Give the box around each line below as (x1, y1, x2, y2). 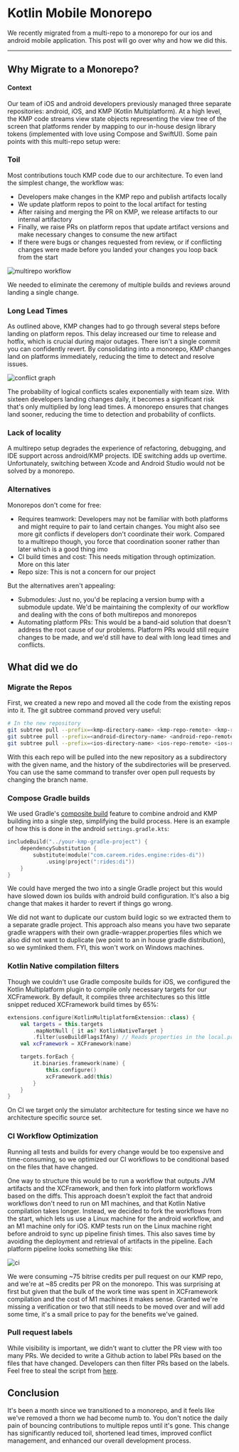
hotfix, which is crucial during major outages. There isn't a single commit (7, 337, 221, 346)
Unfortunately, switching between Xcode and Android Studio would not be (7, 459, 225, 468)
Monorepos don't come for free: (7, 501, 102, 509)
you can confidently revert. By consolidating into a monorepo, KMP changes (7, 345, 231, 353)
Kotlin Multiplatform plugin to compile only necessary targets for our (7, 985, 208, 993)
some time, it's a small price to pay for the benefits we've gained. (7, 1310, 199, 1318)
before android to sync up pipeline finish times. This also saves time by (7, 1229, 216, 1238)
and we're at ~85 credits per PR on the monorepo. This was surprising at (7, 1280, 221, 1288)
